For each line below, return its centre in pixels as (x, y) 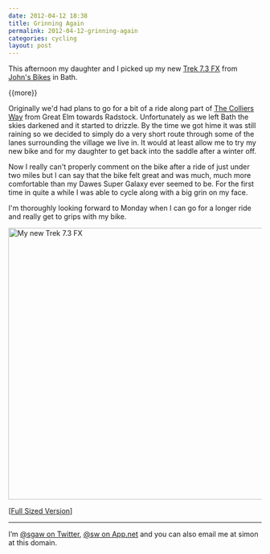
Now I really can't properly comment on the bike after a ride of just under (129, 167)
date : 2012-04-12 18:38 (48, 16)
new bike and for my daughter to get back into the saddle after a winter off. (133, 151)
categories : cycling (43, 38)
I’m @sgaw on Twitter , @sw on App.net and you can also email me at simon (133, 534)
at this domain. (33, 543)
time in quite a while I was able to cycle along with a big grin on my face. (128, 192)
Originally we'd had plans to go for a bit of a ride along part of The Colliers (131, 109)
